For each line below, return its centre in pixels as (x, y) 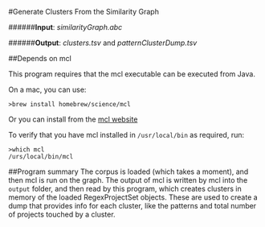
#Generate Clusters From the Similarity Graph (84, 12)
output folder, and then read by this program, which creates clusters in (125, 189)
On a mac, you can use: (47, 89)
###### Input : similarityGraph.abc (65, 27)
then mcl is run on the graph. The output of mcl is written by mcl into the (128, 180)
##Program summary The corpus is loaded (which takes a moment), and (128, 171)
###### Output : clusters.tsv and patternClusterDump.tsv (103, 43)
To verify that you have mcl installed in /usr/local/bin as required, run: (126, 135)
